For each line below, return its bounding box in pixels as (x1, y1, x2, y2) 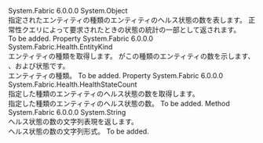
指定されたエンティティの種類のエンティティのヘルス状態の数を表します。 (8, 16, 247, 24)
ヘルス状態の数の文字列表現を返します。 (8, 117, 139, 126)
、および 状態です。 (8, 61, 70, 70)
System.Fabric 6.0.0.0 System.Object (8, 6, 128, 15)
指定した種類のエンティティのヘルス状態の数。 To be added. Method (8, 99, 230, 108)
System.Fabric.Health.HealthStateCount (8, 80, 137, 89)
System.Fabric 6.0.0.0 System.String (8, 108, 126, 116)
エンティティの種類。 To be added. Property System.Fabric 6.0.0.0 (8, 71, 224, 80)
